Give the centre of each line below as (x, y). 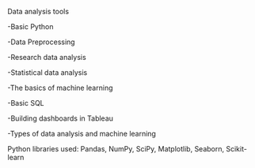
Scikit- (236, 149)
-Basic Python (30, 26)
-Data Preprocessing (42, 42)
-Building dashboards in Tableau (61, 118)
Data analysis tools (38, 11)
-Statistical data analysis (48, 73)
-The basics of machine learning (60, 88)
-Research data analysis (47, 57)
